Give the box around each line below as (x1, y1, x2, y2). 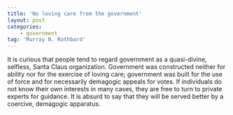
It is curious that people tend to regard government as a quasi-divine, (7, 55, 208, 63)
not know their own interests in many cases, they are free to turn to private (7, 85, 223, 93)
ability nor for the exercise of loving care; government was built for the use (7, 70, 223, 79)
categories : (7, 23, 42, 30)
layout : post (7, 17, 45, 24)
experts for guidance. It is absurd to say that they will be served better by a (7, 92, 224, 101)
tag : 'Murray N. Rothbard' (7, 36, 86, 43)
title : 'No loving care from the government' (7, 10, 142, 17)
